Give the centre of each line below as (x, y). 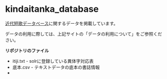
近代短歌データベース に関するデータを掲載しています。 (62, 23)
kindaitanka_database (52, 9)
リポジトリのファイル (27, 50)
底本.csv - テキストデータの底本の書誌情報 (56, 67)
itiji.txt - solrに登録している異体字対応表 (53, 61)
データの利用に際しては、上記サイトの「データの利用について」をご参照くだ (83, 34)
